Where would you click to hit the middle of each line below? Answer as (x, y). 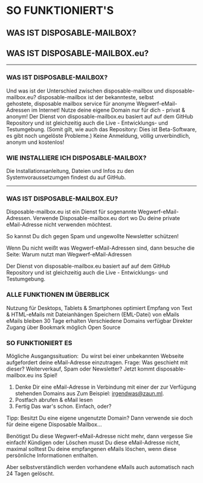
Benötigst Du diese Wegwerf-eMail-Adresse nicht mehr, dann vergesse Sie (100, 436)
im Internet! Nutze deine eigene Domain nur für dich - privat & (108, 110)
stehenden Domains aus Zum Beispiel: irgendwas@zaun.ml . (89, 393)
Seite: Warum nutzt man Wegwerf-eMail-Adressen (69, 254)
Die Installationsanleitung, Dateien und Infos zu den (70, 170)
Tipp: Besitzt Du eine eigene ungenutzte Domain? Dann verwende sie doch (100, 418)
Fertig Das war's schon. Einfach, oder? (63, 406)
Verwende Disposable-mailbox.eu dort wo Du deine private (106, 218)
